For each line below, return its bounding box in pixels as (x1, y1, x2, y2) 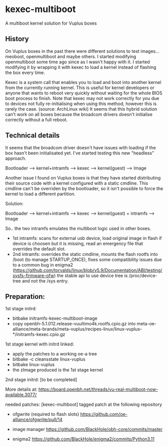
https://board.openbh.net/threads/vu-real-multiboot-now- (38, 386, 158, 393)
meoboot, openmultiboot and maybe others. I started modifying (5, 53, 136, 59)
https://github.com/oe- (80, 411, 128, 417)
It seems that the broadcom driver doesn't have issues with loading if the (5, 144, 156, 150)
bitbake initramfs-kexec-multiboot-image (12, 315, 98, 321)
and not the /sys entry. (22, 278, 69, 284)
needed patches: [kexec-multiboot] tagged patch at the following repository (5, 401, 162, 408)
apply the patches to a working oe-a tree (12, 351, 97, 357)
